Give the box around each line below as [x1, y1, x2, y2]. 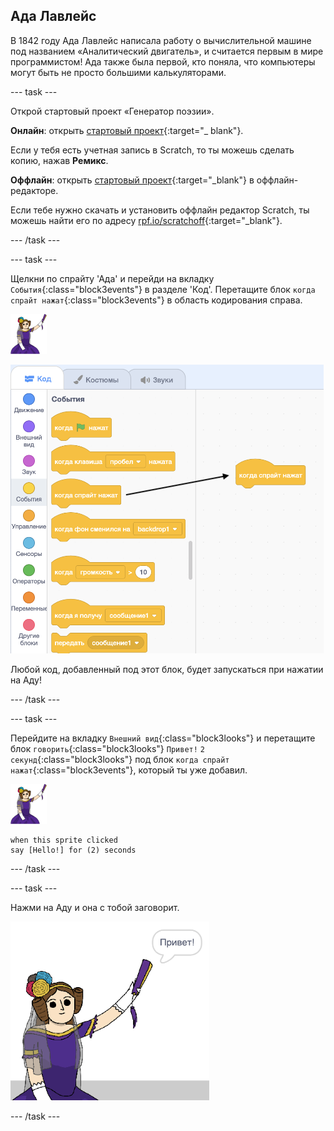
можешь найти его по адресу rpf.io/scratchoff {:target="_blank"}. [10, 214, 283, 226]
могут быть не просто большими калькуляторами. [10, 66, 227, 78]
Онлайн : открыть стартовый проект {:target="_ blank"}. [10, 124, 244, 136]
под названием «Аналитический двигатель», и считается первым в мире [10, 45, 324, 57]
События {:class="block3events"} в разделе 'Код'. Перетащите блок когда [10, 283, 316, 295]
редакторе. [10, 184, 59, 196]
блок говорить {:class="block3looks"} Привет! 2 [10, 742, 205, 754]
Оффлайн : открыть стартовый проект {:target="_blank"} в [10, 174, 255, 186]
